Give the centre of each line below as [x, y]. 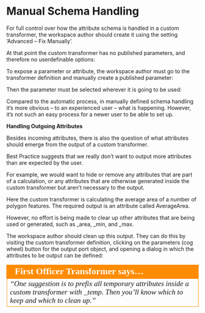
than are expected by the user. [45, 162]
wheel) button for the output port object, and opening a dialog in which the [100, 249]
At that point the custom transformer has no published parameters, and [96, 52]
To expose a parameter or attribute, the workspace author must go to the [98, 71]
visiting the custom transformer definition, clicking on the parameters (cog [100, 242]
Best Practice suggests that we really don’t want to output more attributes [99, 156]
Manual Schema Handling [73, 11]
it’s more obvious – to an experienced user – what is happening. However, [99, 107]
